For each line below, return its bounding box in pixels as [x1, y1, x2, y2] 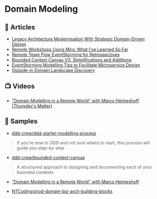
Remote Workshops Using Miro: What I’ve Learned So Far [11, 47, 129, 52]
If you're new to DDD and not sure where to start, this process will [16, 140, 150, 145]
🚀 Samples [4, 117, 38, 126]
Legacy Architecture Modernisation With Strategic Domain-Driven [11, 36, 145, 42]
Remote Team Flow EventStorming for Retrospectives [11, 52, 120, 57]
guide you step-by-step [16, 145, 65, 151]
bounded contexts [16, 169, 54, 175]
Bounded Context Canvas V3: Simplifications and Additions [11, 57, 132, 62]
